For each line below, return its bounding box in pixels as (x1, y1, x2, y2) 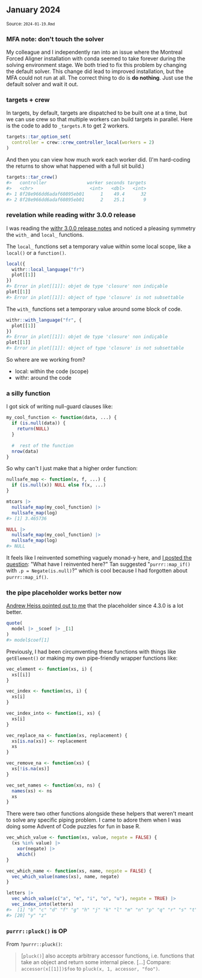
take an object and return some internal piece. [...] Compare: (20, 958, 171, 965)
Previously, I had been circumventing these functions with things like (6, 648, 176, 655)
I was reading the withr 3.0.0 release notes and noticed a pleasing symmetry (6, 225, 196, 232)
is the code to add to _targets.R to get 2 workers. (6, 122, 129, 129)
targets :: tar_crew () (6, 174, 58, 181)
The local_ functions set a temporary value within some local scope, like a (6, 243, 191, 250)
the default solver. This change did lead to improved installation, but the (6, 68, 184, 75)
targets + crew (6, 96, 50, 104)
